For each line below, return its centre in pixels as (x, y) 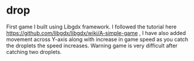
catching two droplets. (34, 52)
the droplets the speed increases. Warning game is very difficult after (92, 46)
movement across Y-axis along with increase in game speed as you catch (97, 39)
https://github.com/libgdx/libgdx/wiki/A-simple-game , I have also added (96, 33)
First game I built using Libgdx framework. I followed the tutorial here (92, 27)
